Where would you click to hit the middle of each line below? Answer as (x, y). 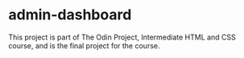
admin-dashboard (70, 15)
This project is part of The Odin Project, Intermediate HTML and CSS (122, 37)
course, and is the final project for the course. (84, 45)
